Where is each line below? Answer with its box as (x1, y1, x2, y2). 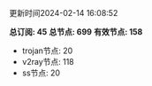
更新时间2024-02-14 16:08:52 (9, 8, 118, 18)
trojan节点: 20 (21, 45, 73, 56)
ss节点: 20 (21, 67, 60, 78)
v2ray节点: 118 (21, 57, 75, 66)
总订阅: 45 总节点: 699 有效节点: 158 (9, 27, 143, 37)
